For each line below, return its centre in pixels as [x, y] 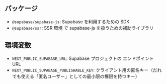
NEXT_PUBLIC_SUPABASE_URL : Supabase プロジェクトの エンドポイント [83, 58]
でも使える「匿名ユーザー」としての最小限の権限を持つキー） [76, 76]
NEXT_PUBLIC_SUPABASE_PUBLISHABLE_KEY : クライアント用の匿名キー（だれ [87, 70]
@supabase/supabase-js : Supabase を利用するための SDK [71, 22]
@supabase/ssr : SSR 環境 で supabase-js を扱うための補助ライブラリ [83, 28]
